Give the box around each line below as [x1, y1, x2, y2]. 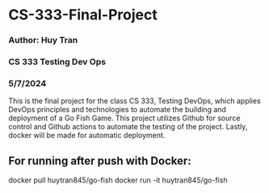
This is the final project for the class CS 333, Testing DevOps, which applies [8, 96, 261, 106]
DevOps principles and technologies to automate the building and [8, 105, 226, 115]
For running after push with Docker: [8, 153, 191, 167]
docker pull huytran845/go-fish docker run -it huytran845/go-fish [8, 175, 228, 185]
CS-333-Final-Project [8, 6, 158, 24]
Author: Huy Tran [8, 35, 78, 46]
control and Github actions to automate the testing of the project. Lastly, [8, 122, 248, 132]
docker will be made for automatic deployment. [8, 131, 166, 141]
